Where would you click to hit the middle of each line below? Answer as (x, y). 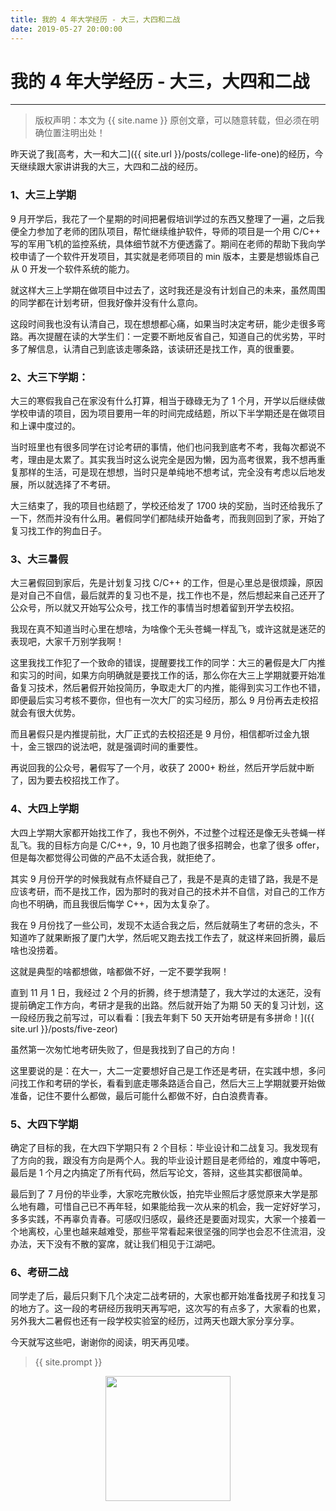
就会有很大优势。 (45, 713)
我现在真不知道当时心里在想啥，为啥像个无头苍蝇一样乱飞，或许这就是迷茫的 (168, 629)
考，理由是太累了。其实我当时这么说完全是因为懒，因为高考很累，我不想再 (163, 460)
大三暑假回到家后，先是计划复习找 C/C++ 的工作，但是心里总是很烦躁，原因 (166, 583)
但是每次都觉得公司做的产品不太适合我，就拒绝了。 (115, 857)
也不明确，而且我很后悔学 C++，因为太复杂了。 (116, 903)
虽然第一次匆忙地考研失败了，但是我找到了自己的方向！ (124, 1049)
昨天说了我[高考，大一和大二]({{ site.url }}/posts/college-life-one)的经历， (162, 154)
